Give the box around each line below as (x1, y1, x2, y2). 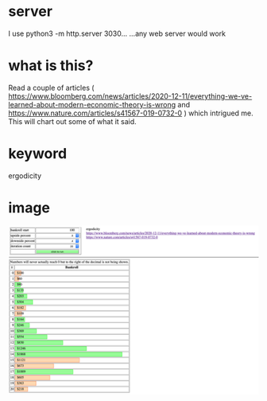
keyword (8, 145, 68, 163)
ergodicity (8, 170, 42, 181)
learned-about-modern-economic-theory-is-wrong (8, 99, 176, 109)
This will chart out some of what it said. (8, 116, 137, 126)
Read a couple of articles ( (8, 83, 95, 92)
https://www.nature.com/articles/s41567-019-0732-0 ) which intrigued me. (8, 108, 254, 118)
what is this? (8, 56, 94, 75)
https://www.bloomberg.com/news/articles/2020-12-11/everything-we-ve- (8, 91, 253, 101)
